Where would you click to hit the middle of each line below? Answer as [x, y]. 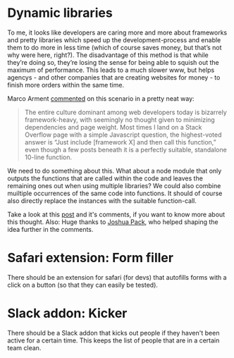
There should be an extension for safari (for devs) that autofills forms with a [117, 277]
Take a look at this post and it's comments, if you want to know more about [116, 214]
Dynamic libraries [60, 13]
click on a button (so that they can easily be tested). [83, 285]
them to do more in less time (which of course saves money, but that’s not [115, 47]
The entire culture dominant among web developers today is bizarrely [125, 112]
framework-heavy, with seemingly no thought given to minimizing [119, 119]
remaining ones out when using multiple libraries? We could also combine [114, 185]
